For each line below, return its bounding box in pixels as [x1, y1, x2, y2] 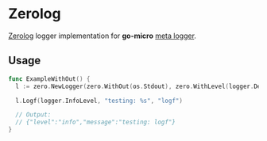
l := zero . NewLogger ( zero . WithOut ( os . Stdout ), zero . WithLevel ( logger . [15, 82, 254, 90]
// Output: [15, 111, 52, 119]
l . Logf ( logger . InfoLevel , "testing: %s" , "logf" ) [15, 97, 183, 105]
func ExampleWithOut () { [8, 74, 91, 83]
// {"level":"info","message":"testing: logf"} [15, 118, 176, 127]
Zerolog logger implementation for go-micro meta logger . [8, 31, 197, 40]
